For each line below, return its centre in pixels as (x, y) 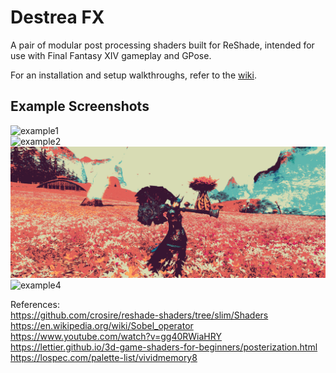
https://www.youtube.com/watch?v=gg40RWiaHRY (116, 337)
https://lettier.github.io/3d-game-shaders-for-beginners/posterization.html (164, 347)
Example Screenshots (80, 106)
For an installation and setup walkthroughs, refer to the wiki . (133, 75)
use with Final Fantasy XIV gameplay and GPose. (111, 55)
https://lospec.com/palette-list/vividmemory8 (104, 358)
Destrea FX (57, 17)
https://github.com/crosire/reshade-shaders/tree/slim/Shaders (139, 315)
